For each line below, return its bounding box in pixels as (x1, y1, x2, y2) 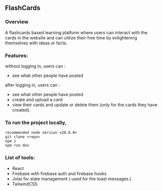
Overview (5, 19, 29, 25)
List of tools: (5, 154, 36, 161)
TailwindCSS (12, 181, 38, 187)
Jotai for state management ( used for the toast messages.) (12, 175, 131, 182)
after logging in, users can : (5, 82, 60, 88)
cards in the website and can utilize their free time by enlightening (5, 35, 137, 40)
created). (12, 107, 31, 113)
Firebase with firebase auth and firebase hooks (12, 171, 107, 176)
